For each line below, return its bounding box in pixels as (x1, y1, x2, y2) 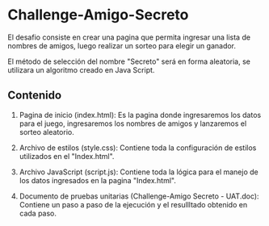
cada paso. (19, 208, 57, 218)
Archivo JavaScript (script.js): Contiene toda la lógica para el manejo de (19, 167, 259, 177)
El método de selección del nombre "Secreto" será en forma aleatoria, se (7, 56, 251, 66)
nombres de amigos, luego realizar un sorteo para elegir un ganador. (7, 40, 236, 50)
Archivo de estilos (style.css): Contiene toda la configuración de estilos (19, 143, 257, 153)
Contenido (7, 89, 62, 103)
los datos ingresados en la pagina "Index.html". (19, 175, 177, 185)
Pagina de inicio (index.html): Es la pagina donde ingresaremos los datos (19, 110, 262, 119)
